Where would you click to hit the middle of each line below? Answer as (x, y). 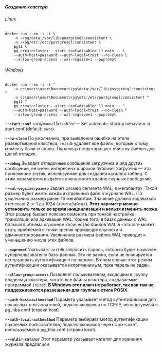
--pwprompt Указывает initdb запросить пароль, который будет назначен (81, 249)
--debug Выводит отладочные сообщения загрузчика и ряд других (74, 163)
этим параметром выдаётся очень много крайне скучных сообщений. (79, 178)
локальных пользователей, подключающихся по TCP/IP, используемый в (81, 304)
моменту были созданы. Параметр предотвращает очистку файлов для (80, 148)
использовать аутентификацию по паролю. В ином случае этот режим (79, 260)
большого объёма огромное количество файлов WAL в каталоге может (80, 224)
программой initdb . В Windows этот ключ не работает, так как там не (80, 285)
